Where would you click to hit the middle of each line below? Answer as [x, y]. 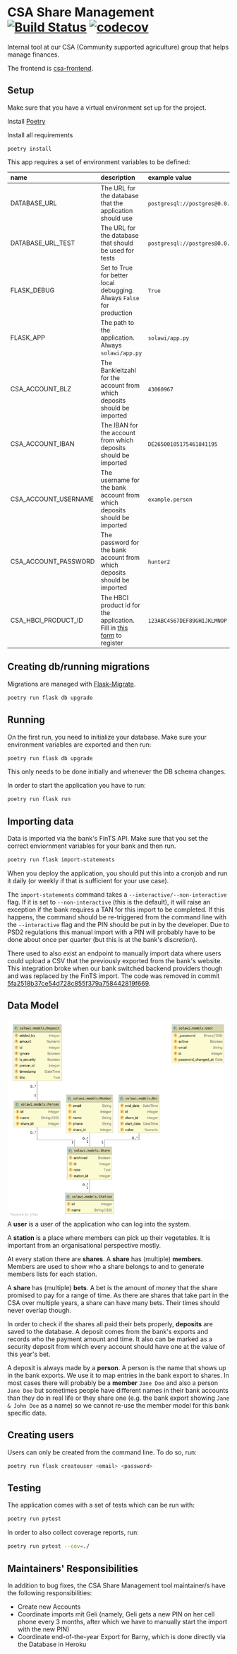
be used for [117, 250]
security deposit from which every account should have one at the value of [116, 1346]
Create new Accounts [49, 1607]
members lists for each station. [52, 1274]
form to [111, 635]
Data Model [33, 1006]
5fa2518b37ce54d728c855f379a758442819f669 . [79, 983]
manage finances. [34, 54]
